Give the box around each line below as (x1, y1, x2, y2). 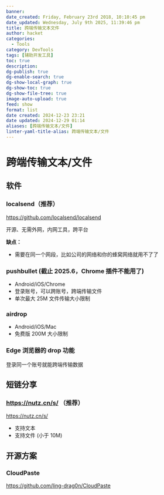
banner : (6, 8, 25, 15)
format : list (6, 107, 38, 113)
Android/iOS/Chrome (14, 281, 66, 288)
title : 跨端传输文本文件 (6, 25, 60, 31)
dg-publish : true (6, 69, 49, 75)
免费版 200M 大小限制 (14, 330, 69, 338)
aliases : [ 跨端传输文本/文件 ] (6, 123, 73, 129)
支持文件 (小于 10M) (14, 432, 63, 439)
